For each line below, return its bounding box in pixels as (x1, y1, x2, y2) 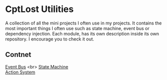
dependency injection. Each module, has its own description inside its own (5, 30, 159, 36)
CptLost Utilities (5, 3, 74, 15)
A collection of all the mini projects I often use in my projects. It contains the (5, 20, 162, 26)
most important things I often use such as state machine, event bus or (5, 25, 149, 31)
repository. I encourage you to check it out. (5, 36, 94, 42)
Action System (5, 69, 36, 75)
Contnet (5, 50, 32, 59)
